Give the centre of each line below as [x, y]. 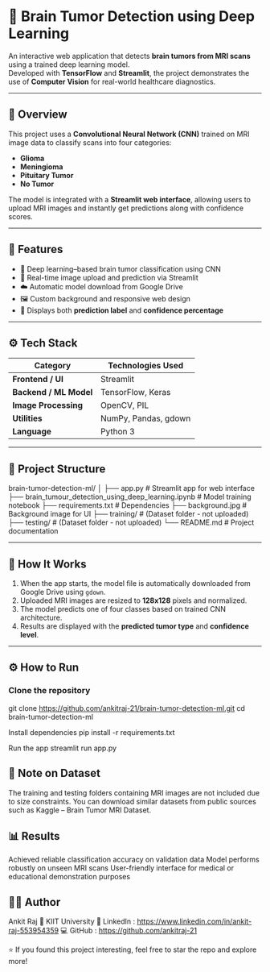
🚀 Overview [38, 115]
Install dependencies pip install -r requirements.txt [92, 732]
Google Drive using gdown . [63, 592]
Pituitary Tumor [47, 175]
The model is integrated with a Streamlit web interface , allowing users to [130, 199]
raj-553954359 [33, 931]
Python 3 [117, 432]
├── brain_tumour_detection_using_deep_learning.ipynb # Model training [130, 497]
